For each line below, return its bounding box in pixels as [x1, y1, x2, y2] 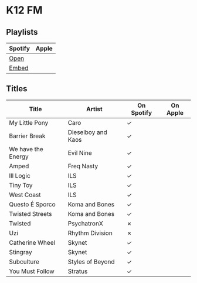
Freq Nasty [67, 162, 98, 170]
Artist [86, 105, 103, 113]
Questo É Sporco [9, 200, 56, 208]
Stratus [67, 267, 88, 275]
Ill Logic [9, 171, 30, 179]
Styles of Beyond [67, 257, 116, 265]
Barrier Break [9, 132, 46, 140]
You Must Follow [9, 267, 55, 275]
